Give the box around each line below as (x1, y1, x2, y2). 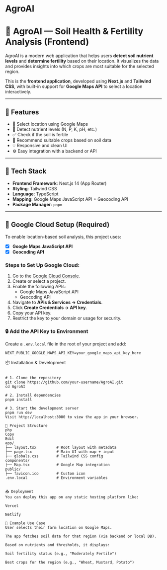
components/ (5, 458, 30, 463)
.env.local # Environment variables (5, 476, 108, 481)
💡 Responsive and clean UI (12, 142, 68, 148)
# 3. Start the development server (5, 406, 79, 411)
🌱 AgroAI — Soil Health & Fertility (5, 26, 144, 37)
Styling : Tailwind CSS (12, 185, 57, 191)
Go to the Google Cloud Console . (12, 273, 81, 279)
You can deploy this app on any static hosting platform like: (5, 495, 139, 500)
